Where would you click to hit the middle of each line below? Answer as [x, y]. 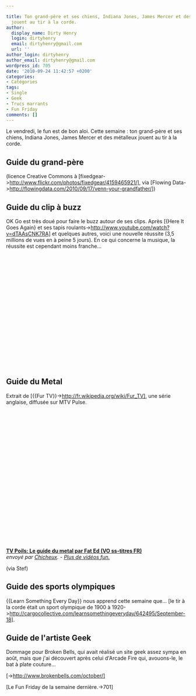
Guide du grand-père [45, 162]
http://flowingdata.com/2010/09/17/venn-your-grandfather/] [82, 189]
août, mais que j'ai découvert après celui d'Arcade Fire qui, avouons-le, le [94, 658]
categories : [20, 77]
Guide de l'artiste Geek [49, 638]
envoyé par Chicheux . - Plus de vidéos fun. [58, 557]
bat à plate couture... [31, 664]
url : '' [21, 50]
